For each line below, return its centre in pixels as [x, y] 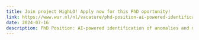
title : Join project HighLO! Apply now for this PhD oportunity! [88, 11]
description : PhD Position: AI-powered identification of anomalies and [98, 28]
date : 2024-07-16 [28, 22]
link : [13, 17]
